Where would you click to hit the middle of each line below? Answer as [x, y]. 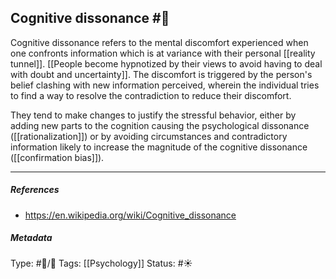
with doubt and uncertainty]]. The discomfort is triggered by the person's [161, 74]
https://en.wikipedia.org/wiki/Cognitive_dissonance [130, 215]
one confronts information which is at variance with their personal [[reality [163, 53]
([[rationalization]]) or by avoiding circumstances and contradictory [149, 136]
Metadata [31, 238]
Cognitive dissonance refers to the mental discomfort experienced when [159, 42]
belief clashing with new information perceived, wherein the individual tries [165, 85]
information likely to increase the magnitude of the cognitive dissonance [159, 147]
